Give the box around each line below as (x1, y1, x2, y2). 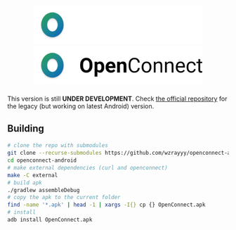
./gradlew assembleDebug (7, 186, 80, 193)
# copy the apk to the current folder (7, 194, 121, 201)
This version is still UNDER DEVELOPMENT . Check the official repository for (7, 94, 228, 103)
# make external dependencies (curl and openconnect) (7, 164, 169, 171)
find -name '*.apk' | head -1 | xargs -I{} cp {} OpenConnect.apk (7, 201, 206, 209)
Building (7, 122, 44, 134)
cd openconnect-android (7, 157, 77, 164)
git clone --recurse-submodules (7, 150, 102, 157)
